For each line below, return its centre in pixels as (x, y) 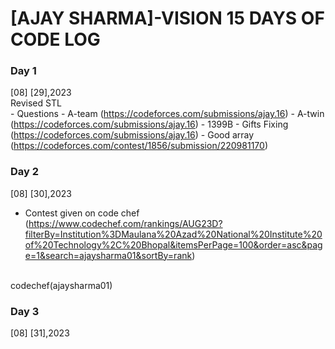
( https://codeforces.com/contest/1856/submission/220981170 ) (139, 146)
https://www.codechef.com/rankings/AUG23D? (125, 223)
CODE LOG (55, 39)
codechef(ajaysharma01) (61, 285)
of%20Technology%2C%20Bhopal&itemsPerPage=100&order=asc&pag (173, 244)
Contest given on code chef (82, 213)
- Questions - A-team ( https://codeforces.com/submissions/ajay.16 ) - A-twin (167, 114)
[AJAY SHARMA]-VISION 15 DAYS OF (167, 18)
